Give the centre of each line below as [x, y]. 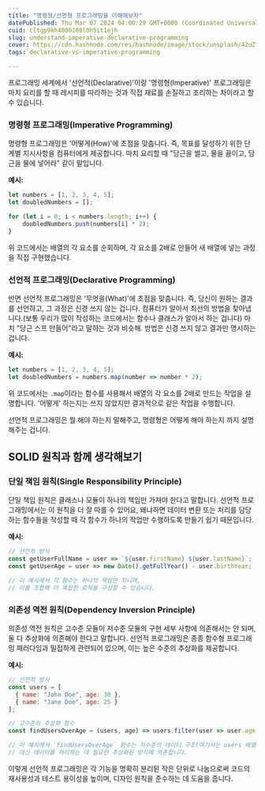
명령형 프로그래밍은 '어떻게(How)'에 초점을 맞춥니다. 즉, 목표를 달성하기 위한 [125, 144]
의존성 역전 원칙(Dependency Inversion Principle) [102, 609]
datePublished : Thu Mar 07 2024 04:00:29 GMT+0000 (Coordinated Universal [134, 23]
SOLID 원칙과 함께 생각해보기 [75, 457]
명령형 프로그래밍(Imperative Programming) [91, 125]
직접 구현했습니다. [44, 257]
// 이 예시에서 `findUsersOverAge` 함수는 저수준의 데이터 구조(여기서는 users [125, 745]
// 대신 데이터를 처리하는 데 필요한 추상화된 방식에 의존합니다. [98, 753]
